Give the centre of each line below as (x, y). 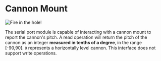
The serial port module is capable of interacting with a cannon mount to (78, 32)
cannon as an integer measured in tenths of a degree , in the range (74, 42)
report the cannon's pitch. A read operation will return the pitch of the (76, 37)
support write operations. (31, 53)
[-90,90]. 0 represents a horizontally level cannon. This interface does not (80, 48)
